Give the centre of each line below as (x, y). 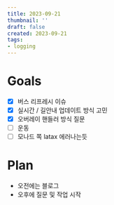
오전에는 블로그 (38, 186)
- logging (22, 46)
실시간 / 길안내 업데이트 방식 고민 (62, 110)
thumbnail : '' (28, 20)
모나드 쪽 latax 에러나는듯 (52, 137)
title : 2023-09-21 (34, 14)
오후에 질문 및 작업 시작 (49, 194)
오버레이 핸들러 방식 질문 (51, 119)
